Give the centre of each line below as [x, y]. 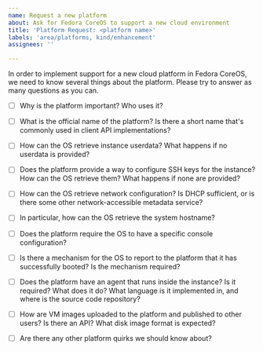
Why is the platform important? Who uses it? [91, 106]
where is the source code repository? [80, 298]
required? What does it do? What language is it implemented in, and [129, 291]
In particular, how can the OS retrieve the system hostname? [117, 218]
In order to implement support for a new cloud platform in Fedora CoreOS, [128, 74]
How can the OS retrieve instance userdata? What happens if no [123, 145]
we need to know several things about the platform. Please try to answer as [130, 82]
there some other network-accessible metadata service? [111, 203]
